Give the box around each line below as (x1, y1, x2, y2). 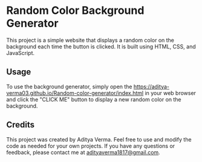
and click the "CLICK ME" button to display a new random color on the (6, 96, 181, 103)
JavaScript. (6, 49, 35, 56)
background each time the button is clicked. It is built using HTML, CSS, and (6, 43, 196, 50)
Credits (6, 120, 35, 130)
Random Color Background (6, 4, 145, 18)
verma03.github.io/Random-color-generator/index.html (6, 89, 144, 97)
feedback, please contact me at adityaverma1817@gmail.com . (6, 149, 160, 156)
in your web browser (145, 89, 197, 97)
